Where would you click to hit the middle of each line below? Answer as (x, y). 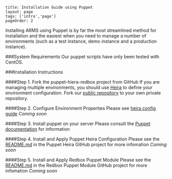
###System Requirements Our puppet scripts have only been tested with (82, 57)
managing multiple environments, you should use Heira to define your (79, 87)
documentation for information (38, 129)
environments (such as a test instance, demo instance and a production (81, 41)
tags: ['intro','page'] (31, 16)
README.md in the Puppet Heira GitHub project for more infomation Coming (86, 144)
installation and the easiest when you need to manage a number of (76, 36)
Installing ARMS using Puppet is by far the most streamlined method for (81, 30)
